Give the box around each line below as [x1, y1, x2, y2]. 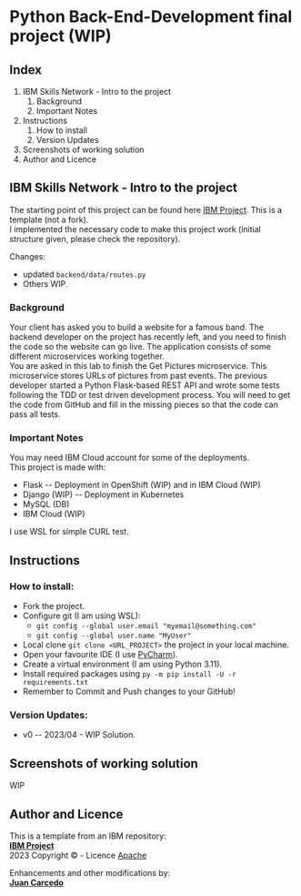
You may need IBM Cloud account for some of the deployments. [9, 453, 250, 463]
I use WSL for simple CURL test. [9, 526, 129, 537]
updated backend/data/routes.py [22, 269, 146, 280]
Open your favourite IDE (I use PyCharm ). [22, 649, 179, 660]
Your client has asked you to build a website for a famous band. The [9, 321, 265, 333]
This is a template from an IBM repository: [9, 830, 166, 841]
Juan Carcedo [9, 877, 64, 889]
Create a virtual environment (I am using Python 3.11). [22, 658, 223, 670]
